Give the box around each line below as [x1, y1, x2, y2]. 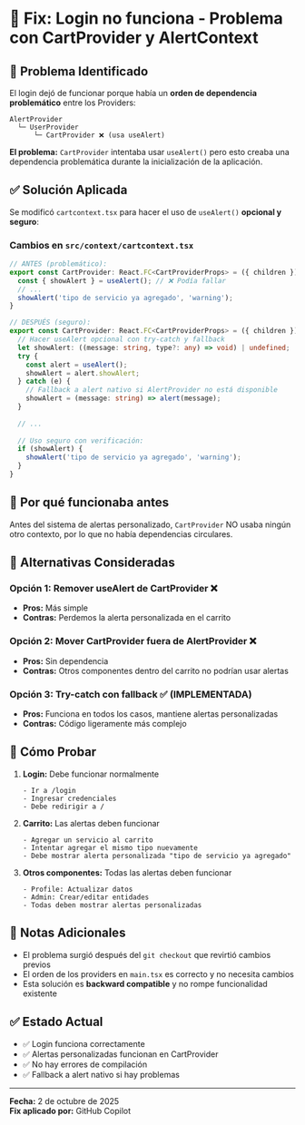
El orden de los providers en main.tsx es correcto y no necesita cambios [22, 968, 295, 979]
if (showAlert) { [17, 445, 84, 454]
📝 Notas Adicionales [9, 925, 126, 941]
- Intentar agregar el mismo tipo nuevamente [22, 843, 198, 852]
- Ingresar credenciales [22, 794, 117, 803]
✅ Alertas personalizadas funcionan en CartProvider [22, 1048, 219, 1060]
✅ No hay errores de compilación [22, 1059, 148, 1070]
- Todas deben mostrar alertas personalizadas [22, 900, 202, 910]
